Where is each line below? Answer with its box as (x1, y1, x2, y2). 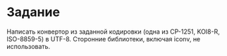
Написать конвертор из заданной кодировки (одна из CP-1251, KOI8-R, (6, 27, 220, 36)
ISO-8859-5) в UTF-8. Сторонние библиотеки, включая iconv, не (6, 34, 201, 43)
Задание (6, 4, 61, 20)
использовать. (6, 42, 51, 50)
